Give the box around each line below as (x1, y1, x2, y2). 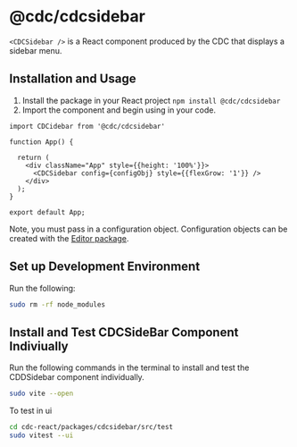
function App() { (9, 137, 74, 147)
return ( (17, 153, 50, 162)
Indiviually (9, 338, 69, 354)
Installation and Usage (9, 72, 136, 87)
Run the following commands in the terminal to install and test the (9, 362, 250, 373)
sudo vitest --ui (9, 431, 74, 440)
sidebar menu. (9, 45, 62, 55)
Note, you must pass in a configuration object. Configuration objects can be (9, 223, 288, 234)
